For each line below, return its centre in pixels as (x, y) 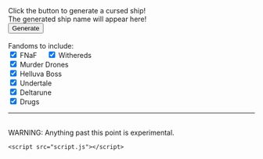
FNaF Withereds (56, 55)
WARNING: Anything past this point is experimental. (91, 132)
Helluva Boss (41, 74)
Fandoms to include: (41, 46)
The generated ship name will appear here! (77, 19)
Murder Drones (44, 65)
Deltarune (36, 92)
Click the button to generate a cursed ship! (77, 11)
